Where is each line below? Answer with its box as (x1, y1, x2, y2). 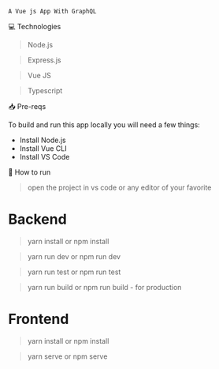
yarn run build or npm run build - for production (27, 282, 182, 292)
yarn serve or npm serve (27, 352, 108, 361)
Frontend (8, 311, 69, 328)
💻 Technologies (8, 22, 61, 31)
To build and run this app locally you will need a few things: (8, 120, 201, 130)
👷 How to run (8, 168, 51, 177)
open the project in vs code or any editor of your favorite (27, 183, 212, 192)
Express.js (27, 55, 61, 65)
